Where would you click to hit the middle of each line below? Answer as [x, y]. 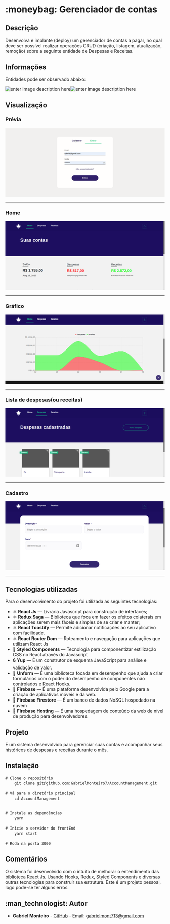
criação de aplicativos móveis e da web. [54, 695]
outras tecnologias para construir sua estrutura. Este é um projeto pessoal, [83, 882]
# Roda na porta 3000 [28, 843]
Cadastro [17, 493]
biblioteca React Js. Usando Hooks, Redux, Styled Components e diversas [83, 877]
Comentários [26, 859]
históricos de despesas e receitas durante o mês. [57, 750]
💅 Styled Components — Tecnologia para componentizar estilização [84, 649]
